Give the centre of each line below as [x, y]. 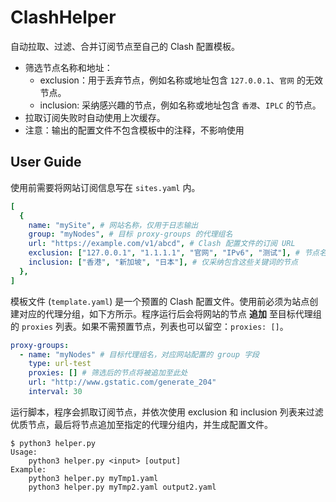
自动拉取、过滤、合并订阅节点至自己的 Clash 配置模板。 [125, 46]
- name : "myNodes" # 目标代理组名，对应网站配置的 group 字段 [139, 354]
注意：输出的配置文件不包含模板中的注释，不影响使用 [134, 130]
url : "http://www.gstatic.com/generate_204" [122, 382]
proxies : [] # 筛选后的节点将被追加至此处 [108, 373]
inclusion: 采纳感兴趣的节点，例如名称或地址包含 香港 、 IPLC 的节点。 [180, 105]
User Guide [46, 162]
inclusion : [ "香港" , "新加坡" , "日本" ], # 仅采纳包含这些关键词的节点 [163, 262]
